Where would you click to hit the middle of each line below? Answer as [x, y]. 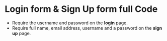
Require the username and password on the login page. [70, 23]
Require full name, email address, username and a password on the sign [87, 28]
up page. [21, 33]
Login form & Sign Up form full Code [81, 9]
